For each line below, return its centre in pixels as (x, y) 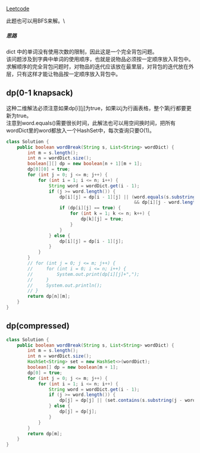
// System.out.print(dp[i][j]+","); (84, 274)
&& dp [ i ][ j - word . (158, 202)
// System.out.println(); (65, 285)
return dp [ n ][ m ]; (49, 297)
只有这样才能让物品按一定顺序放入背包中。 (68, 74)
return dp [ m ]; (45, 433)
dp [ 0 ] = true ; (45, 373)
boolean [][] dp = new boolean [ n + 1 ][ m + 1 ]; (85, 164)
